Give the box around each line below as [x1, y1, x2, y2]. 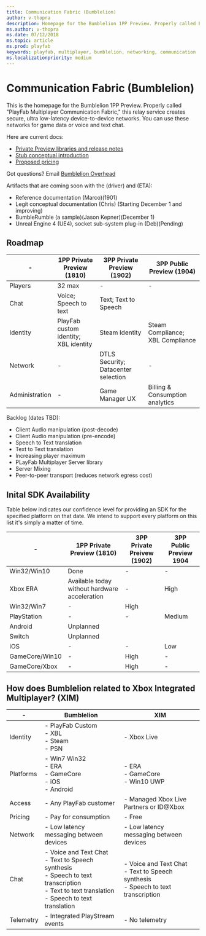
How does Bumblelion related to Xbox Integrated [6, 683, 196, 693]
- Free [123, 812, 143, 821]
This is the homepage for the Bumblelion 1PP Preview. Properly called [6, 101, 182, 109]
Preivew [129, 549, 154, 557]
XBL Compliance [148, 336, 196, 345]
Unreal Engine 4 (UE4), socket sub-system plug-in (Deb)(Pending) [15, 219, 184, 227]
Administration [9, 391, 51, 399]
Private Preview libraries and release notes [15, 145, 124, 152]
